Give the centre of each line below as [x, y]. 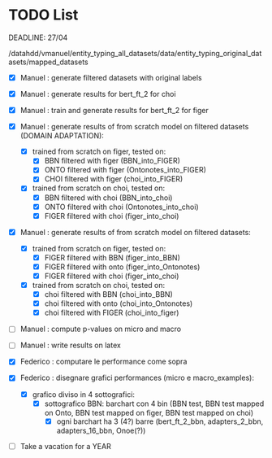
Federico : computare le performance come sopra [104, 362]
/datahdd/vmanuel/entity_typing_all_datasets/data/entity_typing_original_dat [135, 53]
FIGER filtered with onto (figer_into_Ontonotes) [122, 267]
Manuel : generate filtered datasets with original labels [111, 77]
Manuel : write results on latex [71, 345]
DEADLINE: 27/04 [38, 37]
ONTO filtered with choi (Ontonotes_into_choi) [121, 207]
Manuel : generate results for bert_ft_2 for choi [98, 94]
